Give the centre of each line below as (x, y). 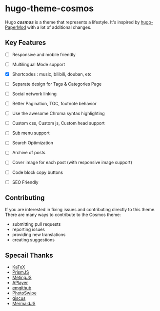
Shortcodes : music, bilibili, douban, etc (52, 74)
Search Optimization (33, 143)
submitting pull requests (36, 224)
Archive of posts (29, 153)
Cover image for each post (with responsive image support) (72, 163)
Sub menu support (31, 133)
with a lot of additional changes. (59, 27)
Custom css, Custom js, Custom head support (58, 123)
